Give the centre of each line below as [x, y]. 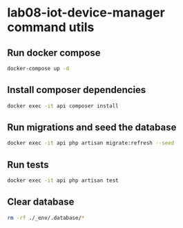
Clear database [41, 202]
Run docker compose [54, 53]
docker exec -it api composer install [63, 106]
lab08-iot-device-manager [86, 13]
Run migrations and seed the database [92, 127]
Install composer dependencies [77, 90]
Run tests [28, 164]
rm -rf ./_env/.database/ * [46, 218]
